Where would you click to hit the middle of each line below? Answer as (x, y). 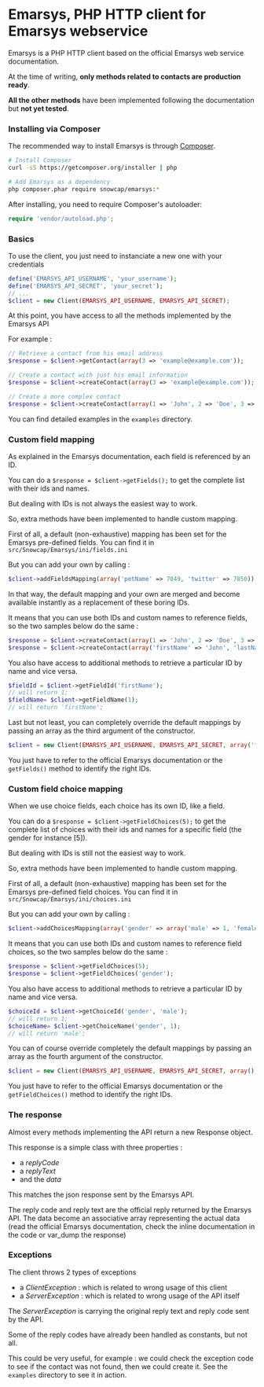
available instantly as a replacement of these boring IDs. (99, 602)
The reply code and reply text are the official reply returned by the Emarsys (130, 1209)
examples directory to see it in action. (68, 1374)
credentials (26, 264)
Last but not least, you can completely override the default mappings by (125, 723)
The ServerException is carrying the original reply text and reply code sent (129, 1311)
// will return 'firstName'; (56, 708)
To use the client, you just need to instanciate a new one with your (115, 256)
